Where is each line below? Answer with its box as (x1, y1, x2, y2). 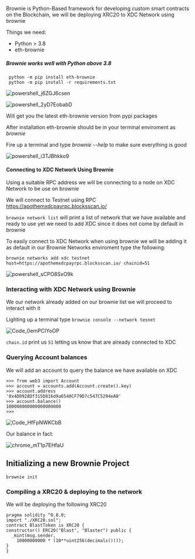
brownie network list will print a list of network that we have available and (6, 214, 186, 221)
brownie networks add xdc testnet (6, 256, 90, 261)
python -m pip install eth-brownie (8, 74, 95, 80)
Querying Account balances (6, 353, 88, 361)
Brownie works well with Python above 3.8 (6, 60, 112, 67)
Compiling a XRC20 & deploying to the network (6, 488, 142, 496)
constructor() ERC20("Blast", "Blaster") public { (6, 527, 132, 533)
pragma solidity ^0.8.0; (6, 512, 67, 518)
